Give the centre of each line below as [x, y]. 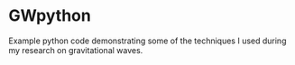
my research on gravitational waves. [76, 50]
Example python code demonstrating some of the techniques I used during [147, 41]
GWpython [50, 16]
